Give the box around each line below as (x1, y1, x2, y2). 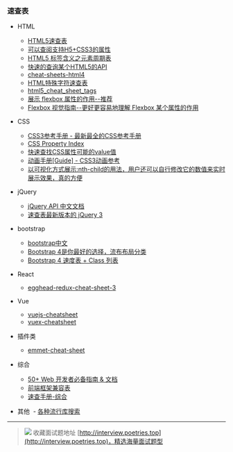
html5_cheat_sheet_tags (27, 87, 97, 95)
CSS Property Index (27, 140, 85, 148)
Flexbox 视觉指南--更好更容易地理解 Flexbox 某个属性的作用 (27, 103, 199, 112)
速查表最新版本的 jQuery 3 (27, 210, 103, 219)
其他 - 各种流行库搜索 (17, 408, 81, 416)
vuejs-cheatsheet (27, 310, 78, 319)
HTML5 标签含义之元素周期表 (27, 54, 112, 62)
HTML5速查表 (27, 37, 67, 45)
